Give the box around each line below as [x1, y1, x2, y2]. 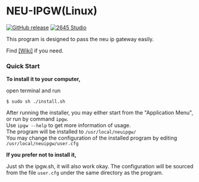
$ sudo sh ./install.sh [6, 98, 66, 105]
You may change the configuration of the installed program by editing [6, 134, 177, 141]
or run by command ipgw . [6, 115, 69, 123]
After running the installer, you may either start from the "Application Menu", [6, 109, 194, 116]
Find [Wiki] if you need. [6, 47, 64, 54]
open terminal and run [6, 87, 61, 94]
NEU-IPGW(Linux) [6, 4, 97, 18]
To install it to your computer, [6, 76, 81, 83]
